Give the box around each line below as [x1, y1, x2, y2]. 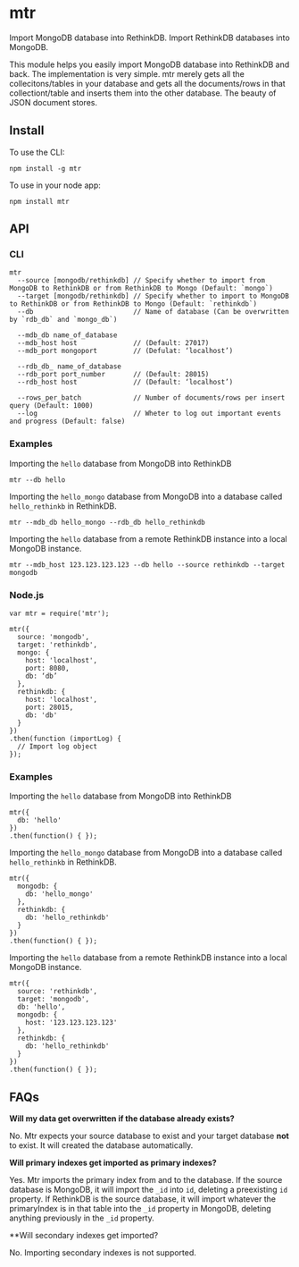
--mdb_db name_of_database [17, 331, 118, 340]
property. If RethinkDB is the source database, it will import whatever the [9, 1194, 277, 1204]
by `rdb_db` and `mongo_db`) [9, 316, 118, 325]
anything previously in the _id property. [9, 1212, 154, 1223]
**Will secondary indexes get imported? [9, 1230, 159, 1241]
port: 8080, [25, 664, 70, 673]
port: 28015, [25, 703, 74, 713]
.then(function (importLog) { [9, 734, 122, 744]
